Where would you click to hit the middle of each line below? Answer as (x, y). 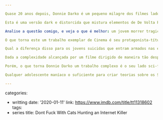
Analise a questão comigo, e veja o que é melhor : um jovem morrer (75, 31)
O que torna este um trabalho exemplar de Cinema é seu (63, 40)
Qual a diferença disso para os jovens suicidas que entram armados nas (80, 49)
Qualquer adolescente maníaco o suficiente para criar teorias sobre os (80, 75)
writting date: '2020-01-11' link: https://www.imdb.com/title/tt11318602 (82, 102)
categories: (16, 93)
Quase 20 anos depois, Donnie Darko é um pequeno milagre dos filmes (77, 14)
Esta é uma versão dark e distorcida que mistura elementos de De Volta (80, 22)
